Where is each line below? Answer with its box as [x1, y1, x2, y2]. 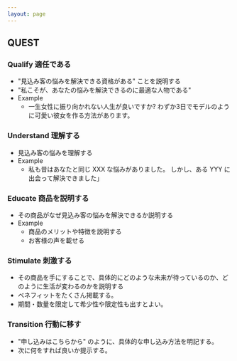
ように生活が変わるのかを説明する [23, 282, 124, 291]
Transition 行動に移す [7, 320, 82, 330]
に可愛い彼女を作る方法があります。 [28, 111, 134, 120]
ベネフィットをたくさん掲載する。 [17, 291, 118, 300]
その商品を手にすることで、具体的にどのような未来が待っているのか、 [17, 273, 222, 282]
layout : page [7, 10, 46, 18]
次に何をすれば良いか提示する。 [17, 346, 111, 355]
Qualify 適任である [7, 59, 72, 69]
